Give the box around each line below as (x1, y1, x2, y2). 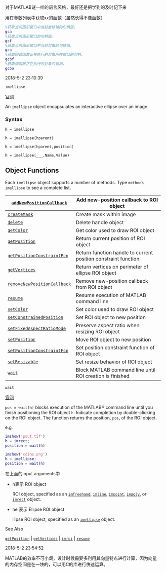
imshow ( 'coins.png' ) (5, 452, 48, 457)
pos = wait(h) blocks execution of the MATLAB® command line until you (5, 404, 153, 410)
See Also (5, 526, 24, 532)
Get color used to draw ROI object (76, 227, 155, 233)
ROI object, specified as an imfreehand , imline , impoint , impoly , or (12, 491, 147, 497)
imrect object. (12, 496, 41, 502)
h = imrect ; (5, 438, 30, 443)
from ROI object (76, 283, 113, 290)
